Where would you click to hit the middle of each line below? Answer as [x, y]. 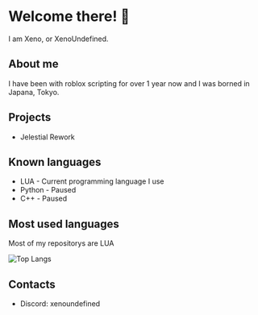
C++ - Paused [44, 199]
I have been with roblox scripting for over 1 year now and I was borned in [129, 83]
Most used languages [64, 224]
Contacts [32, 284]
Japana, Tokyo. [34, 92]
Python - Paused [48, 190]
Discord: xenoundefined [60, 304]
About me [33, 64]
